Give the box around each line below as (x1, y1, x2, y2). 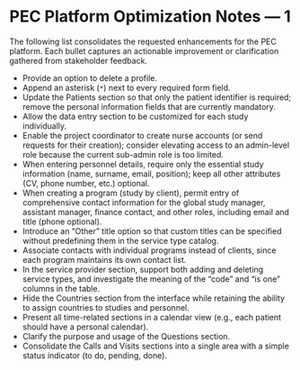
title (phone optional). (22, 216, 102, 227)
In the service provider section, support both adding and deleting (22, 264, 264, 275)
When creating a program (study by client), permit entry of (22, 187, 240, 198)
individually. (22, 120, 67, 131)
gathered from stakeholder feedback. (9, 55, 148, 66)
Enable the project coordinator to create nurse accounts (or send (22, 130, 263, 140)
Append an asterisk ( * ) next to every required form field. (22, 82, 231, 93)
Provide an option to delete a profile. (22, 72, 158, 83)
